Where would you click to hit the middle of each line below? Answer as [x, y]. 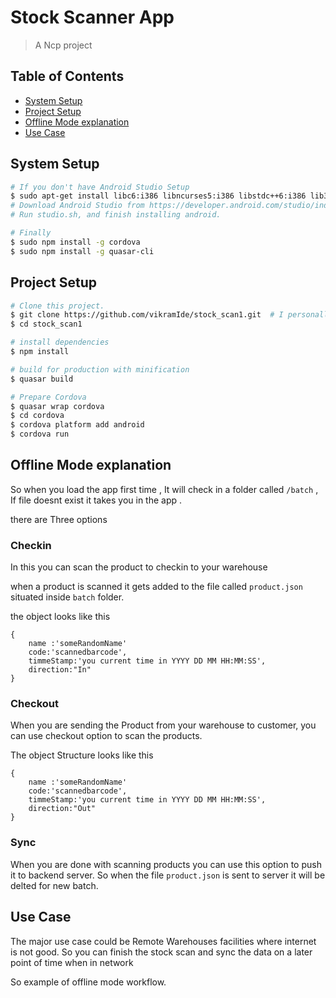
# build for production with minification [100, 369]
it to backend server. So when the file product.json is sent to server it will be [168, 875]
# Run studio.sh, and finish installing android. [116, 215]
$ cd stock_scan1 [46, 324]
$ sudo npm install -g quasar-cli [82, 251]
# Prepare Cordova [48, 397]
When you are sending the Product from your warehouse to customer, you [163, 725]
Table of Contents [67, 76]
